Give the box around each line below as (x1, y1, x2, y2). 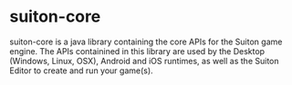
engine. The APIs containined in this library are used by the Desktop (9, 45, 266, 56)
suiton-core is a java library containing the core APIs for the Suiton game (9, 36, 283, 47)
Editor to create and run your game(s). (9, 65, 153, 76)
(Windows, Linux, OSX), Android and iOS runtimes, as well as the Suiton (9, 55, 279, 66)
